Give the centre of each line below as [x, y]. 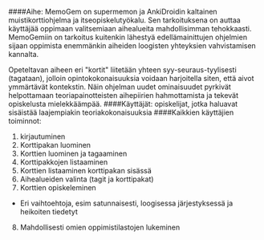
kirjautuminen [43, 136]
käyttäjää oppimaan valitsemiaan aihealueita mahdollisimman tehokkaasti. [130, 28]
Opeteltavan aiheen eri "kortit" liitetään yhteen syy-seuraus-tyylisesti [122, 70]
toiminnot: [25, 121]
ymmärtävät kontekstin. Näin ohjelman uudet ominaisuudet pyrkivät [120, 87]
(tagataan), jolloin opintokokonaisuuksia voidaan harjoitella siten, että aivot [131, 78]
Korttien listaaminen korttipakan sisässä [86, 171]
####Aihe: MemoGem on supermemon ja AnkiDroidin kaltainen [113, 12]
